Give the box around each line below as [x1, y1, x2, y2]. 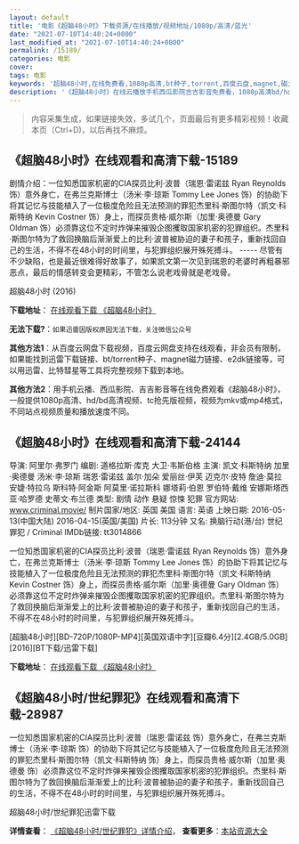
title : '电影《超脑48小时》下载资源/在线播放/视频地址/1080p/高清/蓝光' [9, 21, 252, 30]
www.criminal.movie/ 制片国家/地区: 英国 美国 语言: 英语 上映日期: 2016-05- [9, 505, 287, 515]
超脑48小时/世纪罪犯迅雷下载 [9, 807, 116, 817]
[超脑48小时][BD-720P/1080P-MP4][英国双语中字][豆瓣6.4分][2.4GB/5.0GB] [9, 631, 288, 642]
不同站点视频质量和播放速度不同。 [9, 406, 134, 417]
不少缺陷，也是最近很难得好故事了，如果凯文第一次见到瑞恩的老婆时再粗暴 [9, 256, 282, 267]
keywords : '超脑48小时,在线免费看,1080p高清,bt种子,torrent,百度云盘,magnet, [9, 79, 282, 88]
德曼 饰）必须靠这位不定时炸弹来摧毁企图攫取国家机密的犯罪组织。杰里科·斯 [9, 765, 287, 775]
